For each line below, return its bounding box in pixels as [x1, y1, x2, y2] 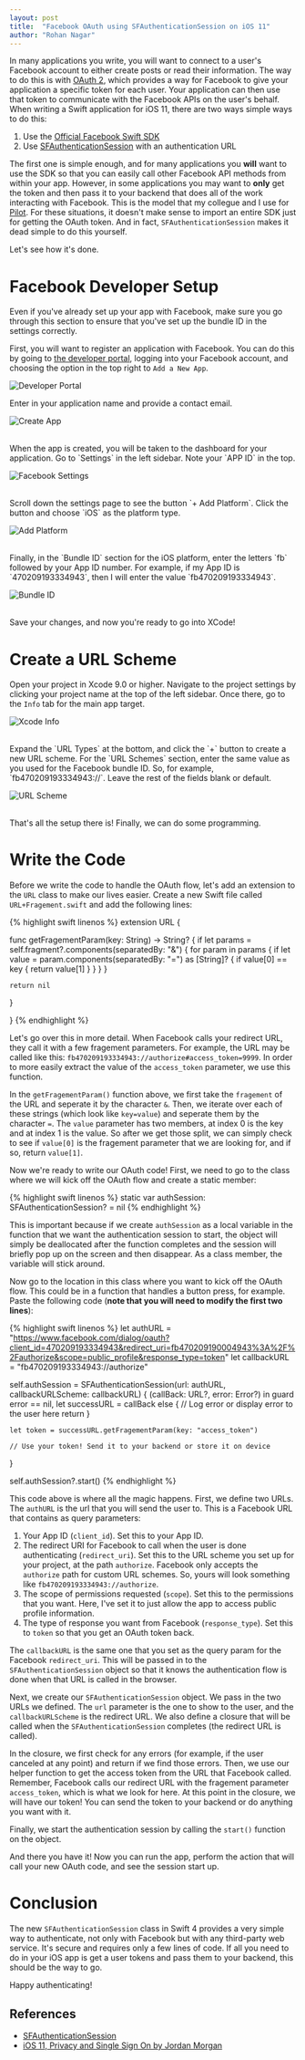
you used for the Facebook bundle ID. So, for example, [9, 763, 214, 774]
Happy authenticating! [9, 1980, 93, 1991]
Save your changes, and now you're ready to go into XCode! [9, 617, 236, 628]
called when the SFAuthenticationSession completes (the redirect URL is [9, 1721, 281, 1732]
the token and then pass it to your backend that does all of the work [9, 188, 264, 199]
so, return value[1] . [9, 1147, 84, 1159]
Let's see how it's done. [9, 244, 99, 255]
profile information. [22, 1607, 95, 1619]
